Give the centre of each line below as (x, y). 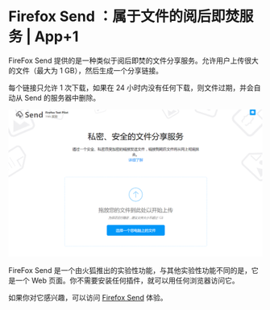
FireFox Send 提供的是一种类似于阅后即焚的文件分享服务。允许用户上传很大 (134, 60)
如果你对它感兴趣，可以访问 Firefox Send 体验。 (88, 297)
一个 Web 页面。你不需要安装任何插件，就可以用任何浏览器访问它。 (127, 280)
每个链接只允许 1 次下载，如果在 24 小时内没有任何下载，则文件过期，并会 (131, 87)
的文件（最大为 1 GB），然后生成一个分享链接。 (86, 70)
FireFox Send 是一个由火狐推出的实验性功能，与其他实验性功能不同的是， (130, 270)
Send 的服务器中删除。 (62, 97)
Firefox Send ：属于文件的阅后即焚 (124, 17)
